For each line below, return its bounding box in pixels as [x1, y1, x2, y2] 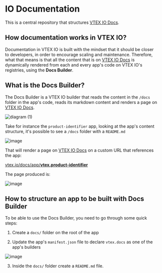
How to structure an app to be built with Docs [5, 194, 145, 203]
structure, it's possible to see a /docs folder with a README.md [5, 128, 126, 134]
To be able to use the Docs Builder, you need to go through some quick [5, 215, 147, 221]
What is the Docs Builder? [5, 81, 85, 89]
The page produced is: [5, 171, 51, 177]
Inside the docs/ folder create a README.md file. [12, 263, 104, 269]
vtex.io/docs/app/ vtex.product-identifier [5, 162, 88, 168]
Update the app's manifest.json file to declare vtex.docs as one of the [12, 239, 153, 245]
